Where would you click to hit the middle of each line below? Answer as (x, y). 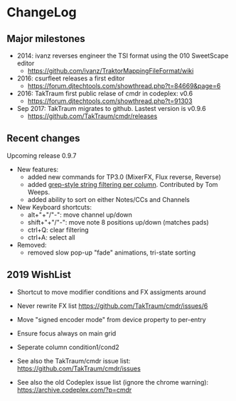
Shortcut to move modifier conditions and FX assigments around (112, 292)
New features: (38, 169)
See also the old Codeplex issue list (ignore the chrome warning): (113, 382)
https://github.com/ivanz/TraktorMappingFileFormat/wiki (111, 71)
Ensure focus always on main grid (66, 333)
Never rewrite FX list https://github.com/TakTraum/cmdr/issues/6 (112, 306)
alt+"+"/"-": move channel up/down (80, 215)
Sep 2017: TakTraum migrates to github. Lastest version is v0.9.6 (112, 108)
